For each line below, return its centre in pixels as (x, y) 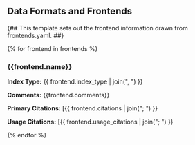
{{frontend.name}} (40, 66)
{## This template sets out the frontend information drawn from (98, 28)
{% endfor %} (27, 135)
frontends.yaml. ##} (36, 35)
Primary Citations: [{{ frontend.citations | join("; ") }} (82, 108)
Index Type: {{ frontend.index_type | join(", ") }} (75, 81)
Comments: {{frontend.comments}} (58, 95)
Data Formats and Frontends (70, 11)
